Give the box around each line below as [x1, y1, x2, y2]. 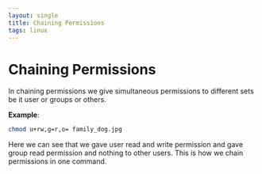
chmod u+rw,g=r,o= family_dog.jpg [8, 126, 123, 134]
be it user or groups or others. [8, 95, 107, 104]
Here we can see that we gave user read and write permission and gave [8, 140, 244, 149]
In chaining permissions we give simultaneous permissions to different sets [8, 86, 254, 96]
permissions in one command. [8, 157, 107, 166]
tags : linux [8, 26, 48, 34]
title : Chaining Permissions [8, 19, 105, 27]
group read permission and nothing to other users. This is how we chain [8, 148, 244, 158]
